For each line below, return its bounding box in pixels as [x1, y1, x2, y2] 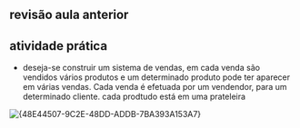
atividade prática [9, 38, 107, 54]
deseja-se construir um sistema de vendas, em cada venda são [22, 63, 261, 74]
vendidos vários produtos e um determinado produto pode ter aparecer [22, 72, 291, 83]
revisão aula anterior [9, 7, 129, 23]
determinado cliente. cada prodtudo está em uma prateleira [22, 91, 246, 103]
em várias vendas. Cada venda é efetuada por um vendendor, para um [22, 82, 287, 93]
